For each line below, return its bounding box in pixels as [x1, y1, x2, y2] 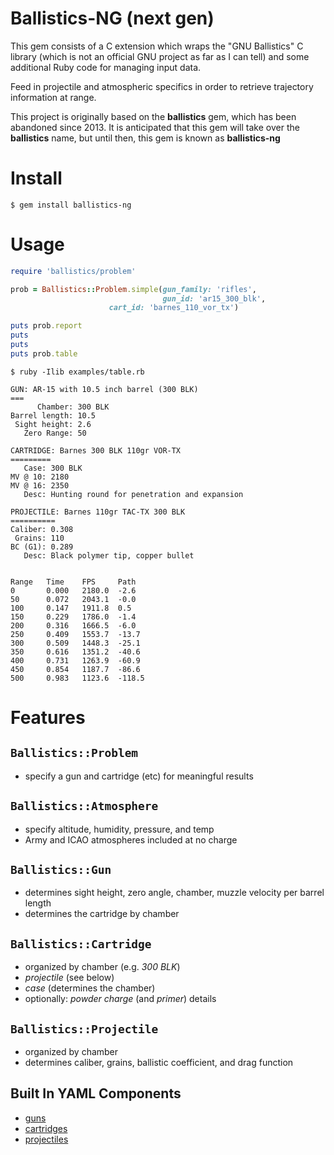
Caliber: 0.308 [10, 524, 74, 534]
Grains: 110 [14, 533, 65, 543]
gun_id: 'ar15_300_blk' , [162, 293, 267, 304]
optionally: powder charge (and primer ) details [24, 993, 217, 1005]
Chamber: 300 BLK [36, 402, 110, 412]
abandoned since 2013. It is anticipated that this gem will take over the [10, 121, 300, 133]
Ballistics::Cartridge [10, 937, 152, 951]
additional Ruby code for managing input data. [10, 61, 202, 73]
